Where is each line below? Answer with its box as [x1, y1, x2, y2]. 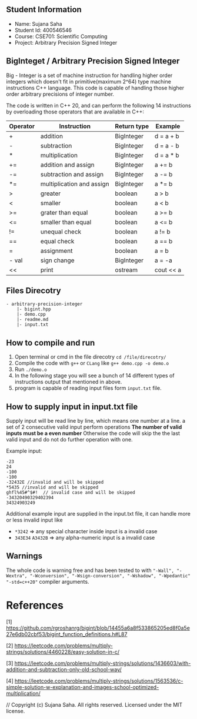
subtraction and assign [40, 170, 104, 178]
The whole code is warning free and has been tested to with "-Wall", [6, 567, 175, 574]
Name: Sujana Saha [14, 20, 63, 27]
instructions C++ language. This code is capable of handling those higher [6, 84, 185, 91]
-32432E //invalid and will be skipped [6, 479, 104, 486]
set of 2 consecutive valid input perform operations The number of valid [6, 423, 182, 431]
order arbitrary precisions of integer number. [6, 91, 115, 98]
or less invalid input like [6, 517, 63, 524]
